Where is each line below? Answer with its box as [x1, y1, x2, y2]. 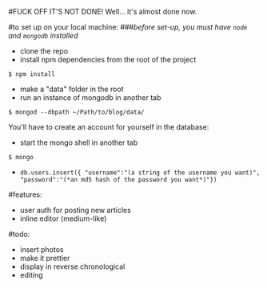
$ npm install [8, 70, 56, 78]
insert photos [19, 245, 64, 254]
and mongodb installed [8, 31, 78, 40]
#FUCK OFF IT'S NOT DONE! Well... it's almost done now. [8, 7, 197, 16]
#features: [8, 190, 42, 199]
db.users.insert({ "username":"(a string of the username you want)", [19, 169, 261, 177]
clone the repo [19, 46, 69, 55]
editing [19, 270, 43, 279]
